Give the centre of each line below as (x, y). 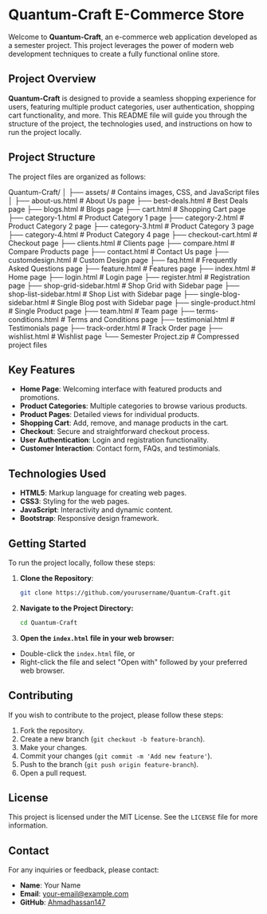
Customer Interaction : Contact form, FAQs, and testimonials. (120, 448)
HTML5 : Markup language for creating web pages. (103, 493)
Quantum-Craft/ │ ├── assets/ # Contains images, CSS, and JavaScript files (134, 192)
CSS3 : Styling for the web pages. (75, 502)
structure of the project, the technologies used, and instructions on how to (130, 123)
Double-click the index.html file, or (77, 654)
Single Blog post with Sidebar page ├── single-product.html (156, 302)
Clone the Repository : (57, 578)
